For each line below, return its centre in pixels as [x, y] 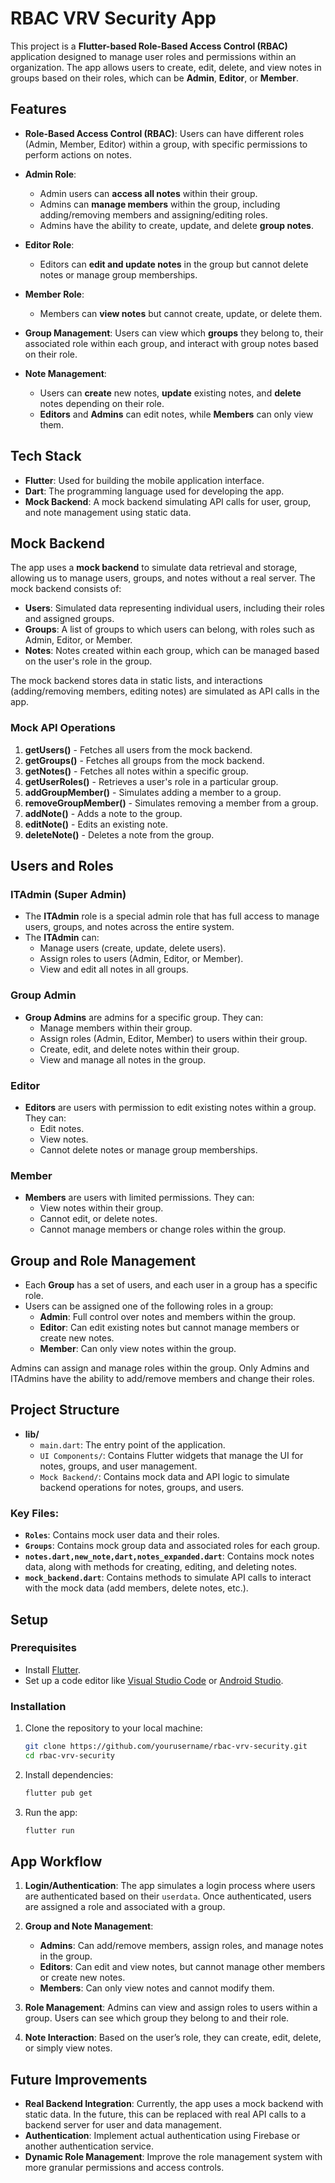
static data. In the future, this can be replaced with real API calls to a [165, 2114]
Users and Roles [62, 866]
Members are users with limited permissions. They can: [139, 1198]
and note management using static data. [108, 512]
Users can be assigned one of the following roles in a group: [149, 1306]
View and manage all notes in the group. [123, 1059]
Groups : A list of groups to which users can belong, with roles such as [169, 629]
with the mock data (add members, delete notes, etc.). [136, 1588]
